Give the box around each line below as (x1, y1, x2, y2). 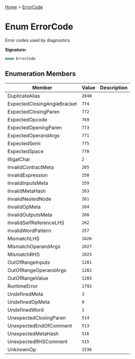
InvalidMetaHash (7, 187, 46, 194)
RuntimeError (7, 282, 38, 289)
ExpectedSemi (7, 140, 41, 147)
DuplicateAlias (7, 92, 40, 99)
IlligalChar (7, 156, 31, 162)
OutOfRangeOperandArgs (7, 267, 67, 274)
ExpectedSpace (7, 148, 44, 155)
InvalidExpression (7, 172, 48, 179)
